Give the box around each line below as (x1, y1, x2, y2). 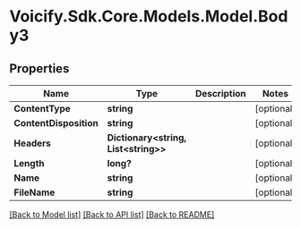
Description (195, 88, 246, 99)
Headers (13, 137, 52, 149)
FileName (13, 186, 56, 198)
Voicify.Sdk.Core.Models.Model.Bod (9, 6, 288, 27)
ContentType (13, 103, 72, 114)
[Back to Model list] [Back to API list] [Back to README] (9, 209, 215, 220)
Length (13, 157, 45, 169)
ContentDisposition (13, 117, 99, 129)
